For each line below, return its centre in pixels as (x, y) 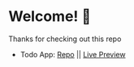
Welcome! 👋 (50, 17)
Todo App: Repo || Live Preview (73, 54)
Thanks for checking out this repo (65, 39)
